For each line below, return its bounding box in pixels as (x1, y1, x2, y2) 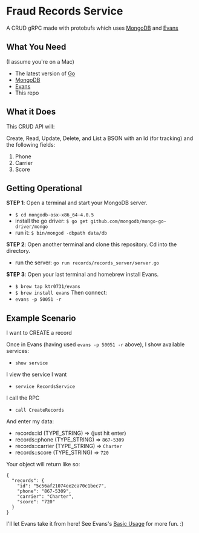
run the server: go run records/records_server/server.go (15, 259, 159, 266)
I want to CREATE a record (6, 329, 73, 337)
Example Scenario (6, 313, 76, 323)
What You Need (6, 42, 67, 52)
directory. (6, 247, 30, 255)
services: (6, 347, 29, 355)
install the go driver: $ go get (15, 217, 88, 225)
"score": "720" (17, 499, 56, 505)
